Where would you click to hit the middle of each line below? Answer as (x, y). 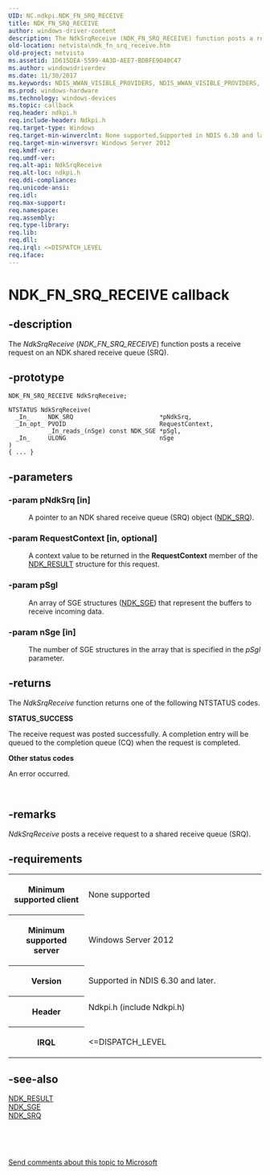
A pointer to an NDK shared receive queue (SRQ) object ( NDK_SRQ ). (141, 518)
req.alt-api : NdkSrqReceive (55, 166)
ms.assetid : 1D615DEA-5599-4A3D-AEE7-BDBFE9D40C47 (95, 61)
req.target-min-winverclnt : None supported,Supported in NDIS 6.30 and (131, 135)
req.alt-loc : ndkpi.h (45, 173)
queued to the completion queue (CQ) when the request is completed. (125, 742)
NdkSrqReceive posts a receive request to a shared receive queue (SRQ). (130, 834)
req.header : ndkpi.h (43, 113)
